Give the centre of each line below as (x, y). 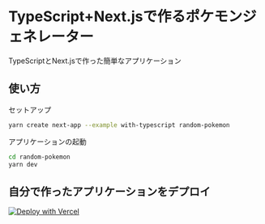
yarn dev (23, 164)
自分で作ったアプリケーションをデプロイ (109, 191)
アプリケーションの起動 (47, 142)
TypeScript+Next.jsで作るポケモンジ (132, 17)
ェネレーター (51, 37)
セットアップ (30, 109)
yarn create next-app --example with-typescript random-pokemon (119, 125)
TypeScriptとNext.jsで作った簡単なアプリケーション (95, 61)
